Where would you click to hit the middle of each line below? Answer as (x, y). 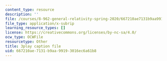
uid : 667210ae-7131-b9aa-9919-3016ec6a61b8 (51, 51)
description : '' (22, 14)
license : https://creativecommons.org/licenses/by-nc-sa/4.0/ (71, 32)
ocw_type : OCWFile (24, 37)
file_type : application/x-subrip (40, 23)
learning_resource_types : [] (35, 28)
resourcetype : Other (27, 42)
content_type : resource (30, 10)
